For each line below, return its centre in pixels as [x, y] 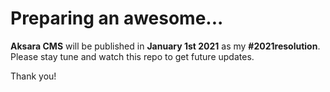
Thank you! [33, 76]
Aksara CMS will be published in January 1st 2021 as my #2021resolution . [165, 46]
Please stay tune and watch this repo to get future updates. [132, 56]
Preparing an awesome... [117, 18]
